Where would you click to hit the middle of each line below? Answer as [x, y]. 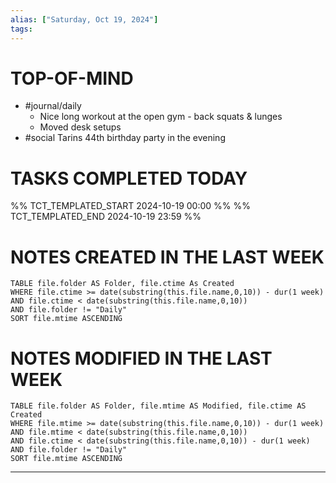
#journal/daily [53, 106]
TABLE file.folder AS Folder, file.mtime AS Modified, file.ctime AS [158, 406]
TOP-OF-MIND [72, 78]
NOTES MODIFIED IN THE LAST [141, 358]
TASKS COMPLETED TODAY [129, 178]
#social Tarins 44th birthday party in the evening [125, 138]
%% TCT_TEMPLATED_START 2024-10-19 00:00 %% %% [131, 206]
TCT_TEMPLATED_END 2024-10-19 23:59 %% [106, 217]
